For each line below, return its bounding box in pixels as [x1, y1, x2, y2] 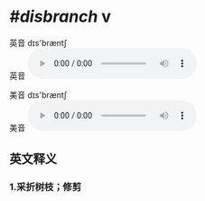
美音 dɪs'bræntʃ [9, 89, 68, 100]
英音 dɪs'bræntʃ [9, 37, 68, 48]
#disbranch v [9, 6, 111, 27]
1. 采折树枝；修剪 [9, 181, 82, 194]
